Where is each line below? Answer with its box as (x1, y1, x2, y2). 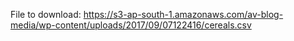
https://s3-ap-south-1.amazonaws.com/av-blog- (83, 9, 284, 20)
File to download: (10, 9, 82, 20)
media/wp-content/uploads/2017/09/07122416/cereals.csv (10, 19, 252, 31)
